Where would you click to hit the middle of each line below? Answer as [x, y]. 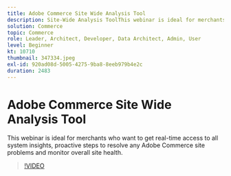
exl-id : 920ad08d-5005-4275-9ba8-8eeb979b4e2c [75, 64]
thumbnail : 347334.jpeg [41, 58]
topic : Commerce [30, 33]
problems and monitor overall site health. [65, 153]
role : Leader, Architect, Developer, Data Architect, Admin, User [104, 39]
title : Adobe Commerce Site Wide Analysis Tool [77, 13]
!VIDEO [34, 166]
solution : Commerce [35, 26]
